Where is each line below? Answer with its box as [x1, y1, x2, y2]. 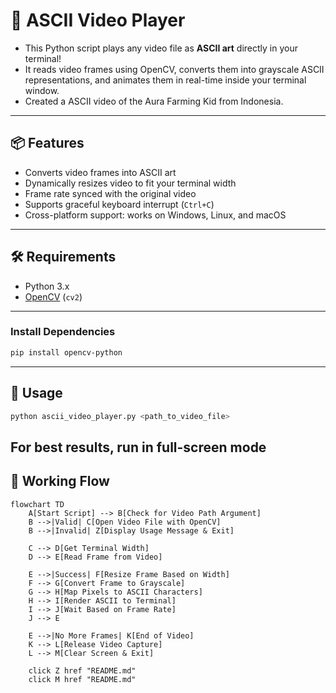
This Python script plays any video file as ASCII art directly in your [24, 42, 298, 54]
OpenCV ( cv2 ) [24, 290, 83, 303]
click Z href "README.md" [28, 665, 137, 676]
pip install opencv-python [10, 347, 123, 358]
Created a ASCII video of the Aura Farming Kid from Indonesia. [24, 95, 284, 107]
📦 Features [10, 135, 85, 152]
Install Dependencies [10, 325, 116, 339]
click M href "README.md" [28, 674, 137, 684]
